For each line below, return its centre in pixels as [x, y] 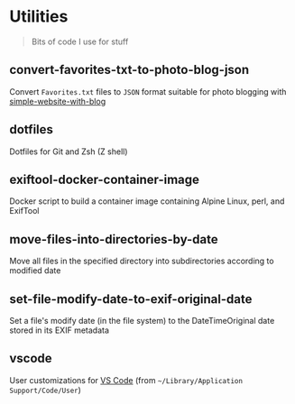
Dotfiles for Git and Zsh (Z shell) [69, 151]
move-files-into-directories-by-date [114, 239]
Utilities [39, 17]
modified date [35, 271]
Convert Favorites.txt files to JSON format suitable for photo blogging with [148, 91]
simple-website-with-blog [58, 101]
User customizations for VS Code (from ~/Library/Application [126, 380]
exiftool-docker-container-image [105, 179]
